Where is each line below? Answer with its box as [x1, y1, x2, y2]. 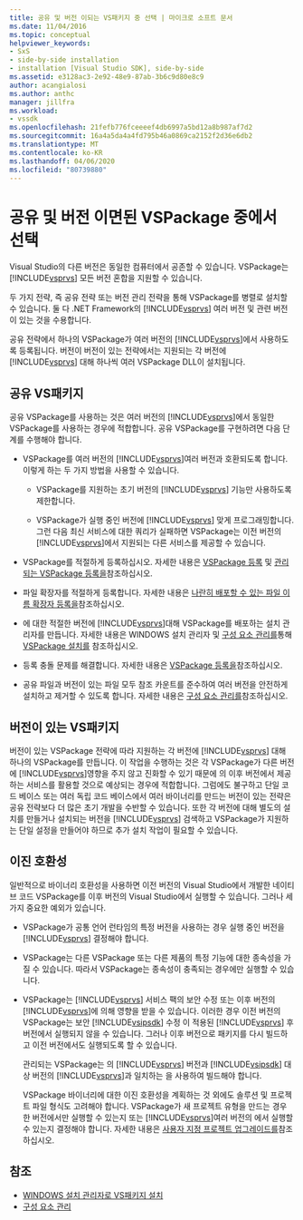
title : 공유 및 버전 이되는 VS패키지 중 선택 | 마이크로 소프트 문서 [9, 13, 233, 23]
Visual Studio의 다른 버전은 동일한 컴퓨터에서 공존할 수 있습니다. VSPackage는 [9, 261, 289, 272]
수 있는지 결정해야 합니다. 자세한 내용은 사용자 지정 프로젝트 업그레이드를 [22, 1123, 279, 1134]
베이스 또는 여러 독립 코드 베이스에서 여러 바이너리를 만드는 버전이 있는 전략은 [18, 790, 292, 801]
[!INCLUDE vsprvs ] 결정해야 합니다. [22, 932, 149, 943]
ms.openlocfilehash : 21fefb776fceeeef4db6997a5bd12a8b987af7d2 [9, 123, 253, 132]
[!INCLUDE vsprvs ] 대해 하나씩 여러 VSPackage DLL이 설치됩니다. [9, 356, 246, 367]
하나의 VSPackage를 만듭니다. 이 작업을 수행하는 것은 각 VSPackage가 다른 [9, 756, 279, 767]
